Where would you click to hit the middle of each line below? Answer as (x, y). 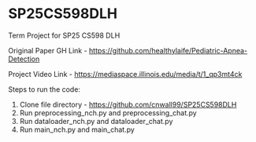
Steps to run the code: (45, 89)
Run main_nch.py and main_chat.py (77, 129)
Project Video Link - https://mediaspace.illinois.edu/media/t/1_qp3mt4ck (125, 74)
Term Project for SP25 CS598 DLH (64, 35)
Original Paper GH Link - (48, 50)
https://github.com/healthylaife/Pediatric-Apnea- (169, 50)
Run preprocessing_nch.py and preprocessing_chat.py (108, 113)
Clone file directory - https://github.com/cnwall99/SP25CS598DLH (128, 104)
